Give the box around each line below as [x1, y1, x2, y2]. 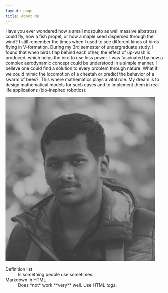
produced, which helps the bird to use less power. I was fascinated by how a [5, 54, 163, 60]
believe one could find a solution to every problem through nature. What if [5, 65, 158, 71]
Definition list [5, 266, 33, 272]
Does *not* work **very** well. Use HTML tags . [18, 282, 117, 288]
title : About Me [5, 13, 39, 19]
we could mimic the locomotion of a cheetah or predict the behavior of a [5, 70, 154, 77]
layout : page [5, 8, 33, 13]
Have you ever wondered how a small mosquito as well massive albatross [5, 28, 157, 34]
